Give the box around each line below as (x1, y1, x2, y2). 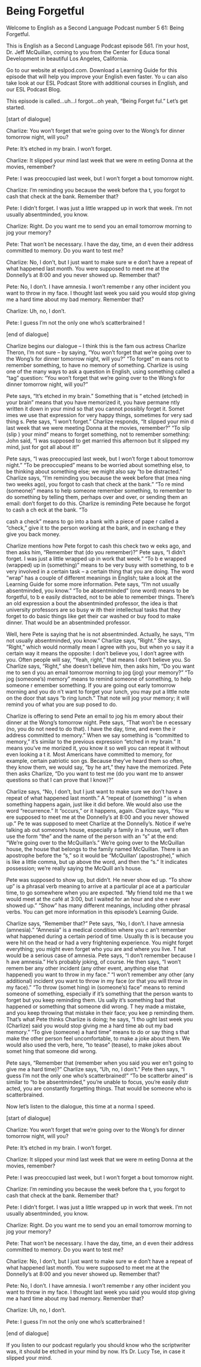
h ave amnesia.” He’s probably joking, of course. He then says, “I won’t (6, 958, 181, 965)
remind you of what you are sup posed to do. (6, 700, 118, 708)
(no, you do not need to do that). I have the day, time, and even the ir (6, 725, 176, 732)
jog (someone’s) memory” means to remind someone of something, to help (6, 675, 192, 682)
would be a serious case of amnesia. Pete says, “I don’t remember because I (6, 952, 196, 959)
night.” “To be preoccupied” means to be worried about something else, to (6, 461, 190, 468)
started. (6, 103, 26, 111)
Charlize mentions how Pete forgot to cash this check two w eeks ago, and (6, 542, 191, 549)
